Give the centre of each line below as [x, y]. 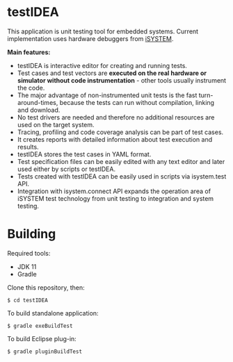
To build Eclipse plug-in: [42, 338]
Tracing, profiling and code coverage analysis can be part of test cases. [120, 132]
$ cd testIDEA [28, 300]
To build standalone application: [53, 313]
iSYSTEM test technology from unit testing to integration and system [115, 198]
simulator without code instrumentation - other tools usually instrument [122, 80]
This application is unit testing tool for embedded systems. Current [103, 31]
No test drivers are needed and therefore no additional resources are [116, 117]
